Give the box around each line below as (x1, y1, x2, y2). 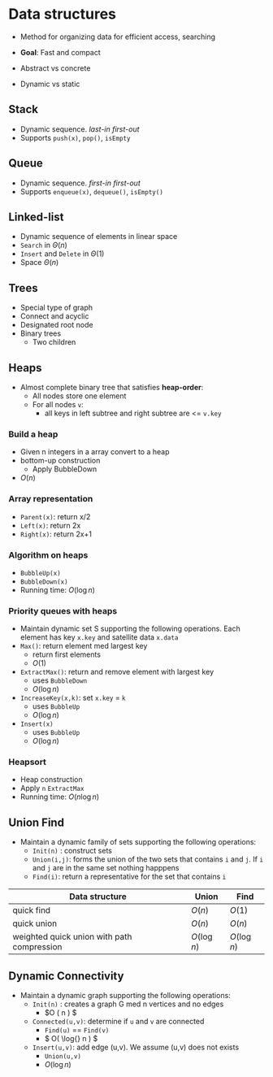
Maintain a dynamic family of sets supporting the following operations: (19, 837, 257, 847)
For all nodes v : (32, 400, 84, 409)
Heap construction (19, 775, 83, 784)
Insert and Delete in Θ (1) (19, 249, 105, 258)
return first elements (32, 649, 102, 659)
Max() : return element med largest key (19, 641, 148, 651)
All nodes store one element (32, 391, 127, 401)
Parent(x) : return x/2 (19, 511, 91, 521)
